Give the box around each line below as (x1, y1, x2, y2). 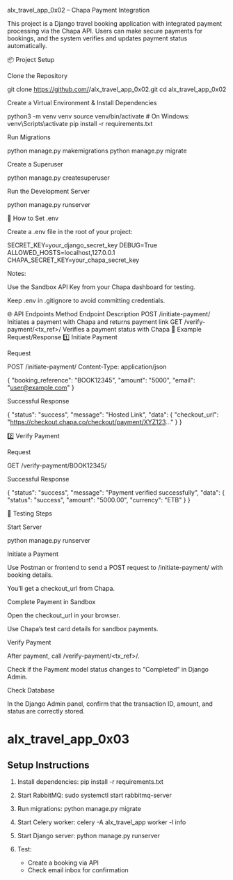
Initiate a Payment (7, 550, 59, 558)
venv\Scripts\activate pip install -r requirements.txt (7, 120, 153, 128)
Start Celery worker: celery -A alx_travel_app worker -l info (17, 818, 186, 826)
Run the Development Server (7, 187, 90, 195)
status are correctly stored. (7, 707, 86, 715)
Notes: (7, 270, 26, 277)
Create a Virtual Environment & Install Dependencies (7, 99, 157, 107)
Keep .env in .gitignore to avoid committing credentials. (7, 296, 166, 304)
